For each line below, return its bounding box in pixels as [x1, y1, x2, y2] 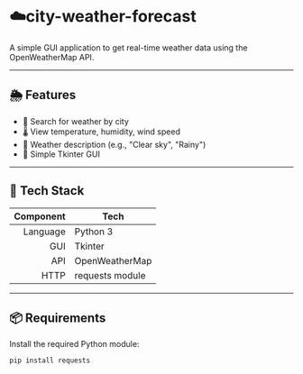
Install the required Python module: [9, 339, 140, 350]
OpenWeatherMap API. [9, 51, 95, 62]
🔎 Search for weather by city [22, 115, 129, 126]
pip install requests [9, 356, 91, 365]
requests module [74, 269, 146, 281]
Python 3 [74, 225, 114, 238]
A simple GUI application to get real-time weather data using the [9, 41, 248, 53]
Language [23, 225, 66, 238]
